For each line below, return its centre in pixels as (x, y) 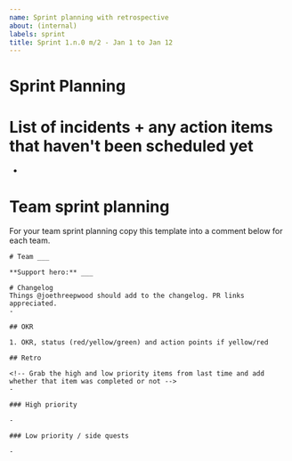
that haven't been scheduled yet (131, 146)
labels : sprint (37, 34)
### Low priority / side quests (69, 436)
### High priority (43, 405)
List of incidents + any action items (141, 127)
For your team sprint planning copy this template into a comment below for (146, 231)
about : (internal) (43, 26)
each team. (30, 240)
